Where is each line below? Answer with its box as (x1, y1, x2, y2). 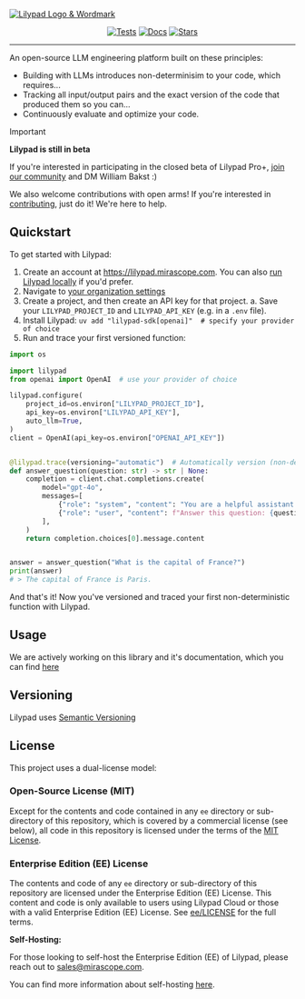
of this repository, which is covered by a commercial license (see (44, 814, 289, 826)
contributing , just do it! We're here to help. (9, 198, 168, 209)
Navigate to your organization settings (22, 285, 166, 296)
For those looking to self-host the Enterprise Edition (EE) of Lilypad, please (9, 952, 289, 963)
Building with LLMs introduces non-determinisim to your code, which (22, 70, 281, 81)
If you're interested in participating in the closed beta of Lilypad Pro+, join (9, 162, 285, 172)
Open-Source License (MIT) (9, 784, 135, 797)
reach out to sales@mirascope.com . (9, 962, 145, 973)
